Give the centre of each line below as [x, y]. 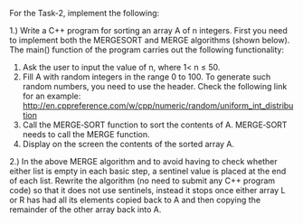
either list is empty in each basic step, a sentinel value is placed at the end [148, 171]
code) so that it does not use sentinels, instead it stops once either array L [148, 190]
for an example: [52, 96]
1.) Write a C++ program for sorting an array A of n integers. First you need [148, 30]
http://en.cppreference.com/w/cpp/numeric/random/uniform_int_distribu [158, 106]
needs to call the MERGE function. [86, 134]
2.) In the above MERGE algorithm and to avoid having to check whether [143, 161]
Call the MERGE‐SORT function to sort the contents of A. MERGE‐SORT [155, 125]
